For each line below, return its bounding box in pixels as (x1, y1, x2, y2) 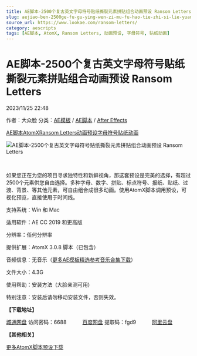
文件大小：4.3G (6, 268, 44, 276)
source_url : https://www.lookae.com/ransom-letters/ (6, 19, 138, 25)
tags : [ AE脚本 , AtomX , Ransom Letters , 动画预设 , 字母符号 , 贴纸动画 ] (6, 31, 170, 36)
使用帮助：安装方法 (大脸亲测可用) (6, 281, 90, 288)
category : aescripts (6, 25, 57, 31)
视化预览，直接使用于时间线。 (6, 194, 78, 201)
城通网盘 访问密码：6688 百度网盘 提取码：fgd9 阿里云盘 (6, 318, 173, 326)
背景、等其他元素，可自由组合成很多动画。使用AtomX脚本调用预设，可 (16, 186, 187, 194)
